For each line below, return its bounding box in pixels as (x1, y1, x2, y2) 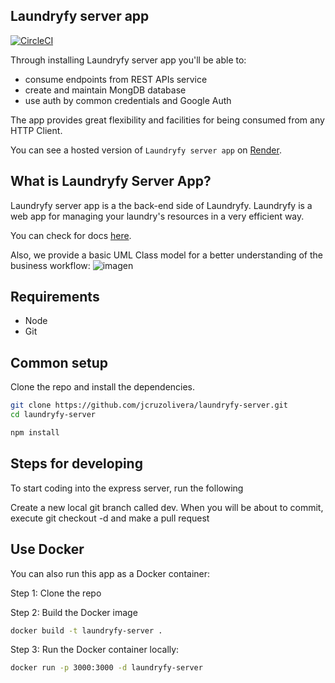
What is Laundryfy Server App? (10, 173, 212, 190)
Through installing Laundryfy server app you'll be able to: (10, 54, 247, 66)
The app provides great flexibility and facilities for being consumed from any (10, 114, 325, 126)
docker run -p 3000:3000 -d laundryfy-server (10, 663, 203, 673)
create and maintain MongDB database (24, 84, 187, 96)
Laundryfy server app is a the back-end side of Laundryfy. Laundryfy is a (10, 199, 313, 211)
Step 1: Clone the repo (10, 587, 102, 599)
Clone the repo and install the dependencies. (10, 381, 196, 393)
